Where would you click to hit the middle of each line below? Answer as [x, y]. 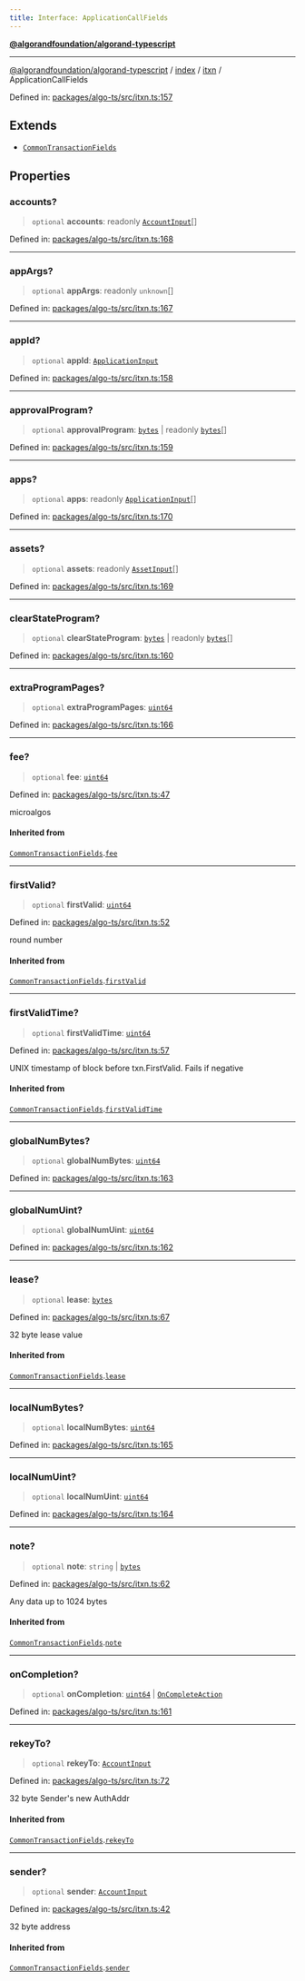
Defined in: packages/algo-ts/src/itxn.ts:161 [91, 1711]
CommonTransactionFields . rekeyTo [72, 1839]
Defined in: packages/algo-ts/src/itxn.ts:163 [92, 1178]
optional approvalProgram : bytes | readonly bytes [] [129, 430]
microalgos [30, 812]
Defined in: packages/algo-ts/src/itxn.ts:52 [90, 922]
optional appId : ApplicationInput [95, 360]
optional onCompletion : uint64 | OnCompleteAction [127, 1694]
